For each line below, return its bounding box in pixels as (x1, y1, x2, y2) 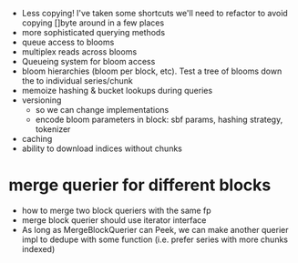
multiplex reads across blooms (21, 46, 138, 57)
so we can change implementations (35, 105, 170, 115)
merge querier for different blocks (8, 175, 272, 196)
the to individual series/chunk (21, 76, 133, 86)
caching (21, 134, 53, 144)
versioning (21, 95, 62, 106)
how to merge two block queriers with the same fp (21, 205, 211, 216)
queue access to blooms (21, 36, 115, 47)
